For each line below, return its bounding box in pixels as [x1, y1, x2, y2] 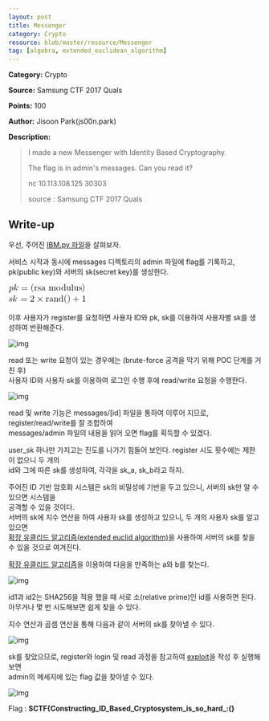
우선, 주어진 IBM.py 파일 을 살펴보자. [8, 239, 122, 249]
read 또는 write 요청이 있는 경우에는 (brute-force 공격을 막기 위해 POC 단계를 [8, 355, 253, 365]
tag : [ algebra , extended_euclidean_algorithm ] [8, 47, 167, 55]
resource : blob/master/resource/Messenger [8, 39, 153, 47]
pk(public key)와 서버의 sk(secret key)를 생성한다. [8, 267, 169, 276]
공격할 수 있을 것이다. [8, 502, 75, 511]
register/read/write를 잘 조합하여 [8, 418, 113, 427]
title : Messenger [8, 21, 67, 30]
